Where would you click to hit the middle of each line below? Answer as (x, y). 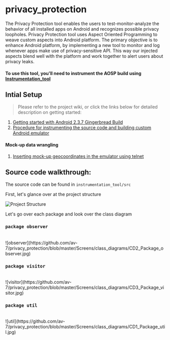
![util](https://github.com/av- (35, 321)
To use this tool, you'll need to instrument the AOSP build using (73, 73)
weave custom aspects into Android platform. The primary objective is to (81, 40)
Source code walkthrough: (48, 172)
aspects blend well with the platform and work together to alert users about (84, 56)
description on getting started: (50, 112)
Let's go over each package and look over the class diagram (69, 214)
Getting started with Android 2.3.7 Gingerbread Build (68, 122)
